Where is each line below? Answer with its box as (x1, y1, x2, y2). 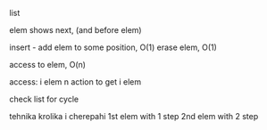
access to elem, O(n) (9, 60, 87, 69)
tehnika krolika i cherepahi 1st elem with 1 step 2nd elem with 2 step (9, 111, 259, 121)
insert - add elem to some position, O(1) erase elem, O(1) (9, 42, 217, 53)
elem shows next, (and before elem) (9, 25, 142, 35)
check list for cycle (9, 93, 79, 104)
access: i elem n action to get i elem (9, 77, 142, 87)
